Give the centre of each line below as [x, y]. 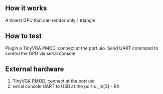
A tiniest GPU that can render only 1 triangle [50, 20]
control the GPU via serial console [40, 53]
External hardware [35, 69]
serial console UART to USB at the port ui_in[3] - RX [66, 86]
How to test [23, 36]
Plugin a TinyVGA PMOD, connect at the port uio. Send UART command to [82, 48]
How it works [26, 8]
